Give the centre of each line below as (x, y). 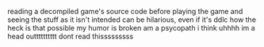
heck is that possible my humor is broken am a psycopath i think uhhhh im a (131, 28)
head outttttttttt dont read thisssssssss (71, 36)
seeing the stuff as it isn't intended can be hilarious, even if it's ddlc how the (132, 20)
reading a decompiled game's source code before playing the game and (125, 11)
